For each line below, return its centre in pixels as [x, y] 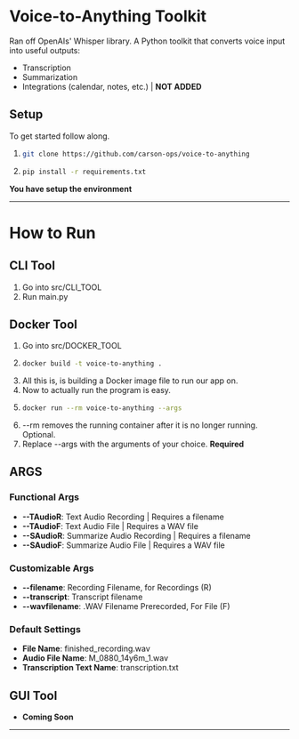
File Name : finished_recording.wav [86, 649]
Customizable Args [52, 568]
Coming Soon [48, 717]
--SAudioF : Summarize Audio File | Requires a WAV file [123, 545]
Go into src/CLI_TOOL [62, 287]
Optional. [39, 435]
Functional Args [44, 497]
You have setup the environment [71, 189]
